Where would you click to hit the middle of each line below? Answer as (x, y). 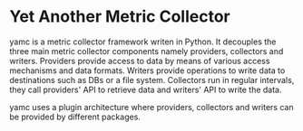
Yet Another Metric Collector (120, 17)
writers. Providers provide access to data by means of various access (140, 61)
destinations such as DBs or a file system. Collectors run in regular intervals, (152, 80)
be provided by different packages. (75, 117)
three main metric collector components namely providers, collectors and (147, 51)
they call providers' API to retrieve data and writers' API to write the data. (146, 89)
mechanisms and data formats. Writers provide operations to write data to (147, 70)
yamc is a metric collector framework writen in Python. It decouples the (143, 42)
